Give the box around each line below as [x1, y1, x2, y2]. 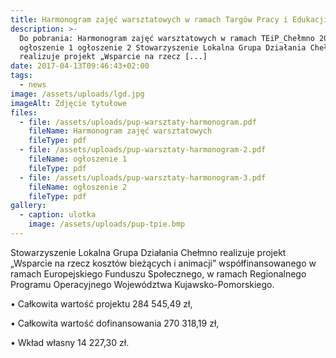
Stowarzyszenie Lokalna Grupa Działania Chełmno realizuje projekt [10, 246, 287, 258]
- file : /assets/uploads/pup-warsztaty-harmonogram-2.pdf [19, 145, 267, 155]
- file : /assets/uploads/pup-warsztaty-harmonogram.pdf [19, 117, 257, 127]
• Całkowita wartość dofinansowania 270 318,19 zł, [10, 317, 220, 329]
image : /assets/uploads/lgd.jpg [10, 89, 145, 99]
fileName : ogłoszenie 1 [28, 154, 128, 164]
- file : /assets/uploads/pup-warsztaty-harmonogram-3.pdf [19, 172, 267, 183]
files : [10, 107, 38, 118]
